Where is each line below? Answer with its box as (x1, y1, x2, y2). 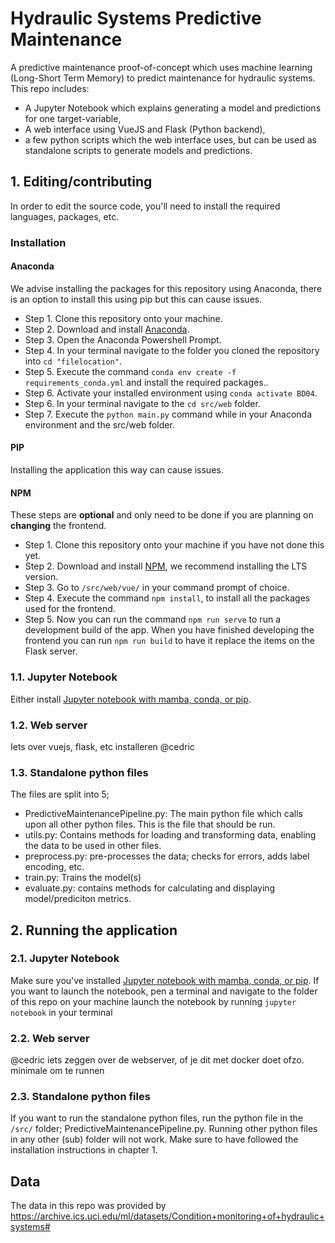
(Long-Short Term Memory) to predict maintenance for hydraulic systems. (10, 72, 316, 84)
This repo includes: (10, 82, 90, 94)
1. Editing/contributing (10, 173, 153, 191)
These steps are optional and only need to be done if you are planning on (10, 509, 314, 521)
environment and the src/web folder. (24, 418, 175, 431)
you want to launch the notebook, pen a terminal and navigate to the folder (10, 985, 318, 997)
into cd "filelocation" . (24, 355, 122, 367)
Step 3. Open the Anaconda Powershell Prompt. (24, 333, 222, 346)
